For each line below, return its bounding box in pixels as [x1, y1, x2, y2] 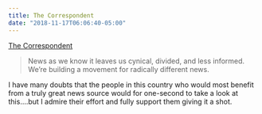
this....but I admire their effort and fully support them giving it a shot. [8, 97, 233, 106]
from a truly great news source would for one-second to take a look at [8, 88, 239, 97]
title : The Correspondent [8, 11, 94, 20]
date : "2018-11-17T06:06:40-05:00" [8, 19, 127, 27]
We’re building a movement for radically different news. [27, 64, 209, 74]
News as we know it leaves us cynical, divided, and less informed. [27, 56, 245, 66]
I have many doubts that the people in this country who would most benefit [8, 80, 255, 89]
